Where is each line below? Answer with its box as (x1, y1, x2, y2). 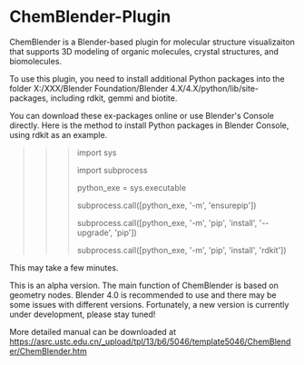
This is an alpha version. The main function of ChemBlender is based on (9, 280, 279, 291)
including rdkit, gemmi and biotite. (50, 93, 178, 104)
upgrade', (76, 227, 113, 238)
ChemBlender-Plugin (9, 6, 172, 27)
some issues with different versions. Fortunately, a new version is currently (9, 299, 289, 310)
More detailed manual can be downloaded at (9, 326, 177, 337)
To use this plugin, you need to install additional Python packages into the (9, 73, 285, 84)
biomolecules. (9, 55, 62, 66)
